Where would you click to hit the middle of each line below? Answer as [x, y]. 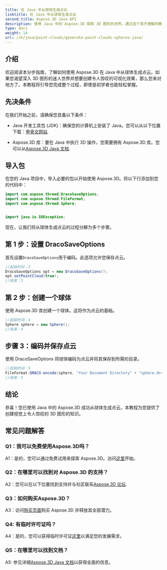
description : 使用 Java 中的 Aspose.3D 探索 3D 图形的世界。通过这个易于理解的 [82, 24]
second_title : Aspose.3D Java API [41, 19]
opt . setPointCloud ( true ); [32, 276]
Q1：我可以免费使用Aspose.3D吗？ [47, 446]
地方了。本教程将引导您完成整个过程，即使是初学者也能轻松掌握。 [73, 84]
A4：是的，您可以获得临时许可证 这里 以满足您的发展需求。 [65, 536]
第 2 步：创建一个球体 [38, 297]
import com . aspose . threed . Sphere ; [41, 204]
